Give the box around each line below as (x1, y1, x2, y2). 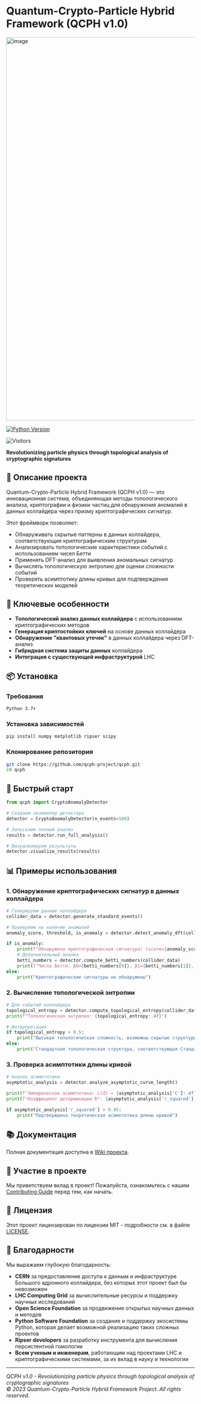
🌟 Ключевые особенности (6, 599, 109, 609)
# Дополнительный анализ (17, 952, 79, 958)
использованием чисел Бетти (14, 549, 92, 557)
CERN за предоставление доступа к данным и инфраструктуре (14, 1272, 177, 1280)
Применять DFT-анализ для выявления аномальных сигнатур (14, 556, 173, 563)
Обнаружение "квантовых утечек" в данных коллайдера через (14, 634, 181, 641)
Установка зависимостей (6, 720, 84, 729)
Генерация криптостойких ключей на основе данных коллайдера (14, 627, 186, 635)
